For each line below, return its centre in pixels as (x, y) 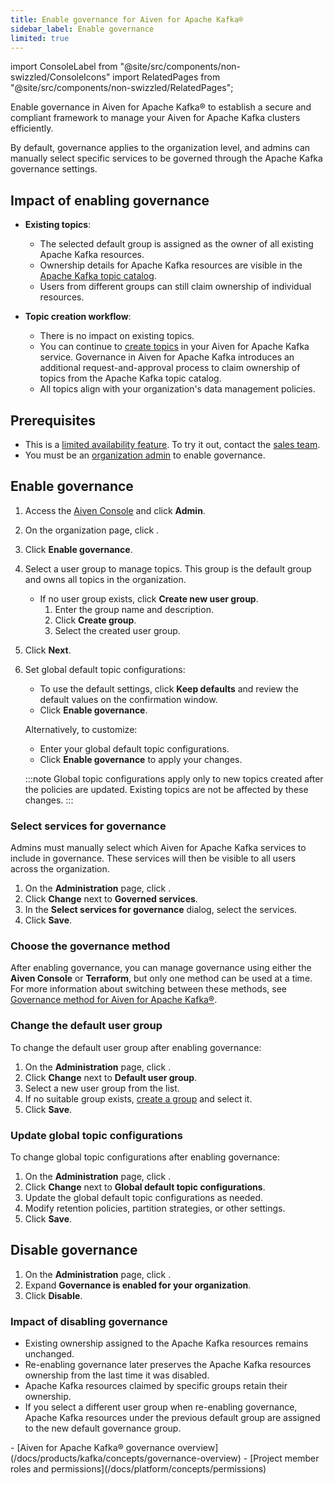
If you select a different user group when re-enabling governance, (161, 1407)
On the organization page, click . (92, 530)
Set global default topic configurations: (105, 669)
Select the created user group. (117, 630)
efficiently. (32, 128)
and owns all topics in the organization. (105, 579)
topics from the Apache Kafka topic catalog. (130, 378)
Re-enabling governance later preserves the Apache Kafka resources (168, 1365)
